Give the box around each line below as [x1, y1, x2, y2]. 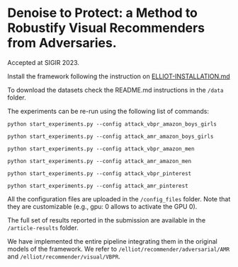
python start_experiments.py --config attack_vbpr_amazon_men [7, 145, 195, 153]
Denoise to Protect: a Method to [7, 5, 198, 21]
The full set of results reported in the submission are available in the [7, 215, 206, 224]
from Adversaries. [7, 35, 117, 51]
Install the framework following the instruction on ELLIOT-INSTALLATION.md [7, 72, 230, 81]
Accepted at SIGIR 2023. [7, 58, 80, 66]
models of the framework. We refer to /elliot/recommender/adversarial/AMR [7, 244, 230, 253]
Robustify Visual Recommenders [7, 20, 205, 36]
